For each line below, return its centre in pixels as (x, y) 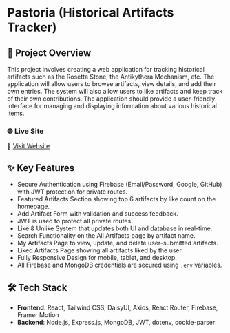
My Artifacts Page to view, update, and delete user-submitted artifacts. (117, 243)
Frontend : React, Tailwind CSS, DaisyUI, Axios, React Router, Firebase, (117, 307)
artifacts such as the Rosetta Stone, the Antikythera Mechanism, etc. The (111, 77)
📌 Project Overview (49, 53)
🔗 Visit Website (29, 146)
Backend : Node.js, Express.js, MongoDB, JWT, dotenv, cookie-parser (116, 322)
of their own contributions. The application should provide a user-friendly (111, 99)
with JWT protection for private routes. (72, 192)
